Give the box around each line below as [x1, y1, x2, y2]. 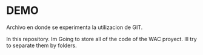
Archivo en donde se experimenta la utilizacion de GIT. [6, 24, 143, 31]
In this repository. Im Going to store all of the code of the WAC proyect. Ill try [6, 35, 197, 42]
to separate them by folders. [6, 42, 77, 49]
